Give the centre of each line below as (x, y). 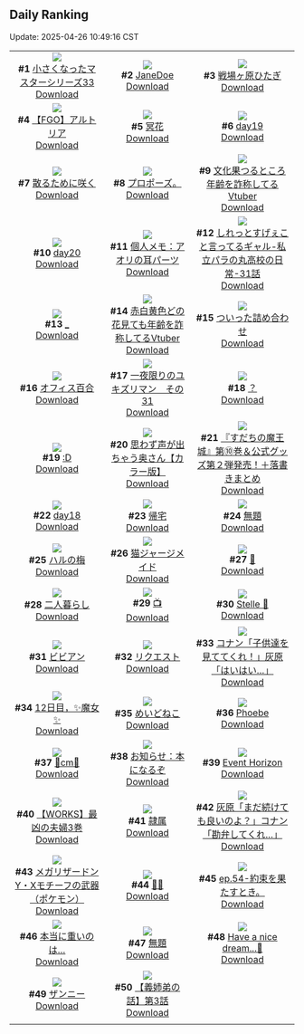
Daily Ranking (49, 15)
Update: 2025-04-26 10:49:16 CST (74, 36)
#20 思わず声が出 (147, 445)
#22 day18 (57, 515)
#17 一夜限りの (143, 375)
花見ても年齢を (143, 324)
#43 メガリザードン (57, 871)
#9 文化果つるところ (242, 170)
